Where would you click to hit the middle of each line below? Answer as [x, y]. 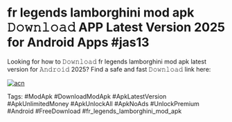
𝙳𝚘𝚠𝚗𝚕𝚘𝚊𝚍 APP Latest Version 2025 [116, 27]
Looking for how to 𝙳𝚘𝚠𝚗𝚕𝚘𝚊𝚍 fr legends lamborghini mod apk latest [107, 61]
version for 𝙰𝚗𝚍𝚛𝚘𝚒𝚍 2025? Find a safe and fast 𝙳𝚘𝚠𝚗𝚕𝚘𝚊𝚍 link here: [109, 69]
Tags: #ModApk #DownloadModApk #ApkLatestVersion [87, 96]
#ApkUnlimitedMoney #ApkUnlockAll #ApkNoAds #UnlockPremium [103, 103]
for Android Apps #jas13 [78, 42]
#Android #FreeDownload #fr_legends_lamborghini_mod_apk [95, 111]
